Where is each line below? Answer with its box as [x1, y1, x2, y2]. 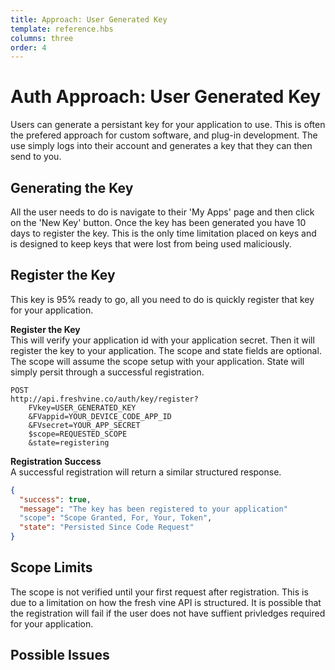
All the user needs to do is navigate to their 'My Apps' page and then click [10, 206, 315, 218]
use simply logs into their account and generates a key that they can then [10, 140, 313, 152]
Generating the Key [10, 179, 134, 196]
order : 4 [10, 42, 47, 53]
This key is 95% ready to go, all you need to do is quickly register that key [10, 293, 315, 305]
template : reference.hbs [10, 24, 114, 34]
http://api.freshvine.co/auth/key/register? [10, 394, 199, 404]
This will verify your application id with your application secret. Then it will [10, 334, 315, 346]
